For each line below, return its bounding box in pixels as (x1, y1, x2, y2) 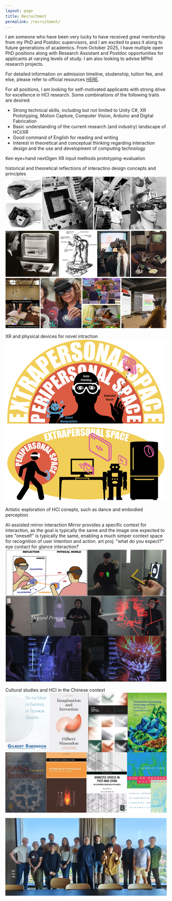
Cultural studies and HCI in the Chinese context (5, 687, 105, 693)
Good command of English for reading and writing (12, 134, 119, 141)
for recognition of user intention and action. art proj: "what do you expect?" (5, 538, 164, 544)
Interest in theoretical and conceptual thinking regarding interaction (12, 140, 155, 146)
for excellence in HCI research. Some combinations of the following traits (5, 92, 160, 98)
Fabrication (12, 118, 37, 124)
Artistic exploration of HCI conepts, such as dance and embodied (5, 506, 143, 513)
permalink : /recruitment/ (5, 19, 60, 24)
